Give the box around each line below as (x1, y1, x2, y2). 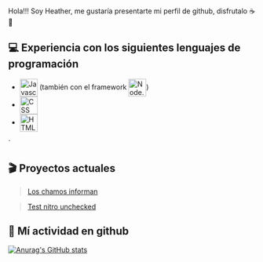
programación (8, 57, 79, 71)
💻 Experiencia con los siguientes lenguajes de (8, 42, 241, 55)
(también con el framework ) (38, 82, 149, 92)
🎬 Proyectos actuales (8, 162, 116, 175)
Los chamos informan (27, 187, 98, 196)
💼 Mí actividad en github (8, 224, 130, 238)
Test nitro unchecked (27, 202, 97, 211)
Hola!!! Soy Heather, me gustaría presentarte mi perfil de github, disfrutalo (8, 6, 248, 16)
